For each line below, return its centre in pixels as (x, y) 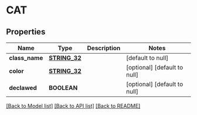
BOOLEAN (63, 88)
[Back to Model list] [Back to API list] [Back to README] (73, 106)
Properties (26, 32)
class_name (26, 58)
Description (104, 48)
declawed (23, 88)
